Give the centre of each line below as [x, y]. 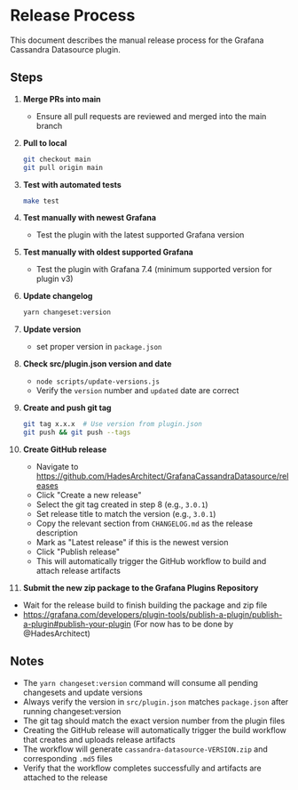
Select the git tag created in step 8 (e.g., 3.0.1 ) [122, 504]
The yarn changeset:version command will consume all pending [140, 682]
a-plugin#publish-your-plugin [77, 624]
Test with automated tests [72, 184]
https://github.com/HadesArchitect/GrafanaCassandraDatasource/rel [162, 476]
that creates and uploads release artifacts [99, 739]
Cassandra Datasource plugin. [65, 49]
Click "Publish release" [78, 552]
